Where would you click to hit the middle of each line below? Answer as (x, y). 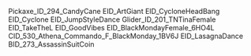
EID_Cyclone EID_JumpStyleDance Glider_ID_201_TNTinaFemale (112, 19)
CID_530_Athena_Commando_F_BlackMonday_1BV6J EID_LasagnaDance (126, 36)
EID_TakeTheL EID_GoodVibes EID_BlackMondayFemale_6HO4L (111, 28)
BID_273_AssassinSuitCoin (51, 44)
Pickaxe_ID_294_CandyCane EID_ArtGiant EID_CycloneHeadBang (114, 11)
